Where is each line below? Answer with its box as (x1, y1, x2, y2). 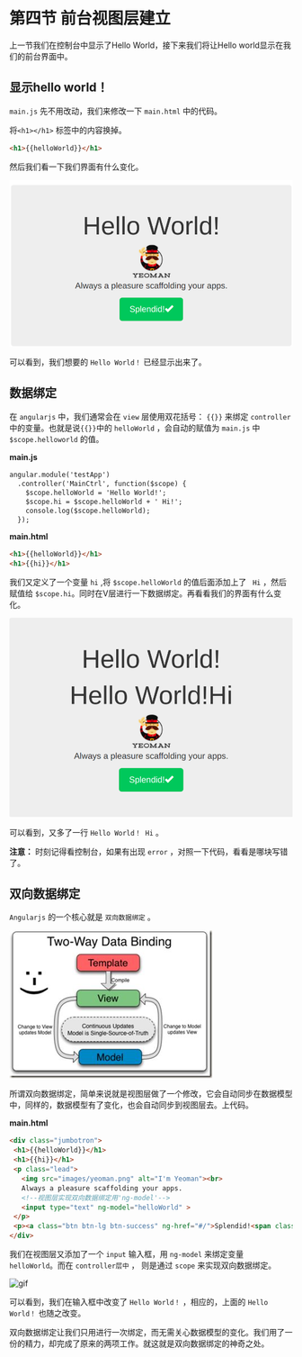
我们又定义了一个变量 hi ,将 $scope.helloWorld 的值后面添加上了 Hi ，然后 (9, 576, 288, 587)
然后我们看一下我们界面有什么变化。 (9, 161, 144, 172)
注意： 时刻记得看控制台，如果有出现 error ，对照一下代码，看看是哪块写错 (9, 846, 289, 856)
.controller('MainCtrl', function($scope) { (17, 479, 187, 488)
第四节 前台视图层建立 (9, 8, 171, 29)
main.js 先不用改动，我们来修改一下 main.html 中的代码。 (9, 105, 223, 116)
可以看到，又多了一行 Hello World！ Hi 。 (9, 827, 164, 837)
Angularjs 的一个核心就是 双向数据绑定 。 (9, 911, 155, 923)
